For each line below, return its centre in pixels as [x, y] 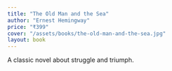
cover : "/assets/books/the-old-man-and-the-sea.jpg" [87, 33]
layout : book [27, 40]
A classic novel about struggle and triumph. [71, 60]
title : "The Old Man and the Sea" [58, 14]
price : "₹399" [28, 27]
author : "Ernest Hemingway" [49, 20]
